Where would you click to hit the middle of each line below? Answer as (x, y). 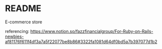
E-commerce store (24, 22)
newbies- (15, 36)
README (23, 8)
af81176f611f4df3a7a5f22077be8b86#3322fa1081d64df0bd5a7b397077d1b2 (81, 41)
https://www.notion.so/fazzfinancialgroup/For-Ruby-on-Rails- (92, 31)
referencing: (17, 31)
